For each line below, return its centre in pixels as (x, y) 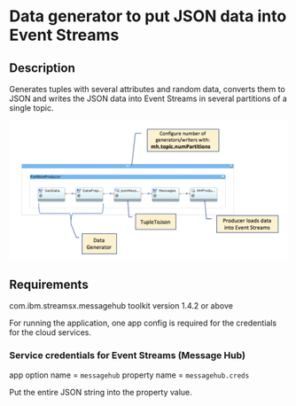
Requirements (49, 284)
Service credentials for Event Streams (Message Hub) (128, 355)
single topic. (31, 108)
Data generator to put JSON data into (148, 16)
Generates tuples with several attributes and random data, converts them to (147, 89)
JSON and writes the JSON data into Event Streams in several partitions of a (148, 98)
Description (42, 68)
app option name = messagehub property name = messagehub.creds (129, 375)
